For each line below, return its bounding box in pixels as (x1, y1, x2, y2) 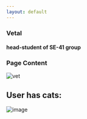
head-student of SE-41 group (6, 43, 82, 51)
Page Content (6, 59, 47, 67)
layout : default (6, 8, 47, 15)
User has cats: (6, 90, 62, 100)
